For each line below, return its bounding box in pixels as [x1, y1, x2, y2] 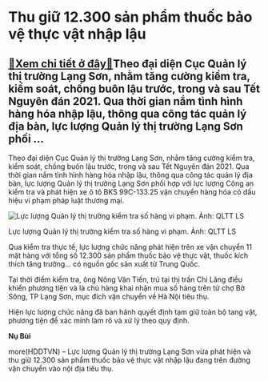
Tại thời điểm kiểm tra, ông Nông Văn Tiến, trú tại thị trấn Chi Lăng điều [8, 275, 242, 284]
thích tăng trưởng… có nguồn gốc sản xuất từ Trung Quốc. [8, 259, 200, 268]
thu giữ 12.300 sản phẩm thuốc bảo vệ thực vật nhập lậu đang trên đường [8, 355, 250, 364]
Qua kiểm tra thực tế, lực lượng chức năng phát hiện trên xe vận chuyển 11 [8, 243, 252, 251]
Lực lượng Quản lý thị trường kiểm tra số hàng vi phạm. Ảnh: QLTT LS [8, 227, 237, 236]
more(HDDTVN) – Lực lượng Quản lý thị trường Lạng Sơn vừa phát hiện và [8, 347, 251, 356]
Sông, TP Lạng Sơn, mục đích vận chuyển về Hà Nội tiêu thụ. [8, 292, 210, 301]
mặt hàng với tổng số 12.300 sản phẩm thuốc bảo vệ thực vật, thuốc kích [8, 251, 249, 260]
